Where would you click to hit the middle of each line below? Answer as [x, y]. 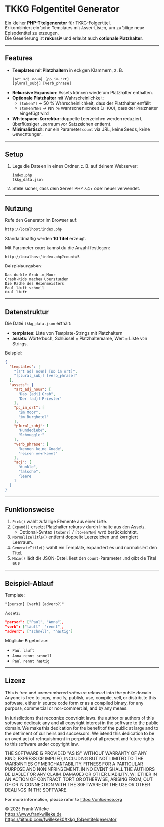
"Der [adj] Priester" [40, 399]
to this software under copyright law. [42, 744]
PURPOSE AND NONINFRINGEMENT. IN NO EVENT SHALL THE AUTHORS [80, 769]
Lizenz [15, 681]
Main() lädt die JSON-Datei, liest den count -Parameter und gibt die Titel [84, 558]
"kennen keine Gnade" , [41, 449]
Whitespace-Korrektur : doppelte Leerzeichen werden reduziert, [77, 118]
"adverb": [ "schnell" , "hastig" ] [39, 631]
